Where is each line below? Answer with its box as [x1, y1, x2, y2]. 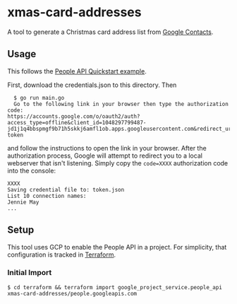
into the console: [7, 166, 56, 175]
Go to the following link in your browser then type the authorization [13, 100, 229, 107]
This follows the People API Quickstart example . [7, 66, 147, 75]
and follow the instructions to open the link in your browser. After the [7, 144, 207, 152]
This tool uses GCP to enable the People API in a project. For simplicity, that [7, 242, 227, 251]
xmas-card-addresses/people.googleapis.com [7, 290, 138, 297]
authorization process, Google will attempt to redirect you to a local [7, 151, 203, 160]
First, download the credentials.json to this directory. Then [7, 81, 177, 89]
